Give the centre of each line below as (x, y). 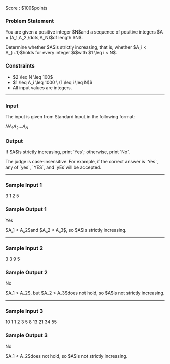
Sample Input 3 (24, 311)
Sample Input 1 (24, 185)
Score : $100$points (26, 8)
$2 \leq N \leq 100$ (33, 77)
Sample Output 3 (27, 335)
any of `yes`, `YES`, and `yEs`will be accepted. (53, 167)
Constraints (20, 66)
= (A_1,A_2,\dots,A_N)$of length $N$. (44, 38)
